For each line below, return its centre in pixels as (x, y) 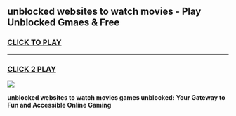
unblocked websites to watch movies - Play (104, 12)
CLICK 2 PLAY (32, 69)
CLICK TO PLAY (34, 43)
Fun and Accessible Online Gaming (59, 105)
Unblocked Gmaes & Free (64, 23)
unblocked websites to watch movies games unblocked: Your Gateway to (117, 97)
